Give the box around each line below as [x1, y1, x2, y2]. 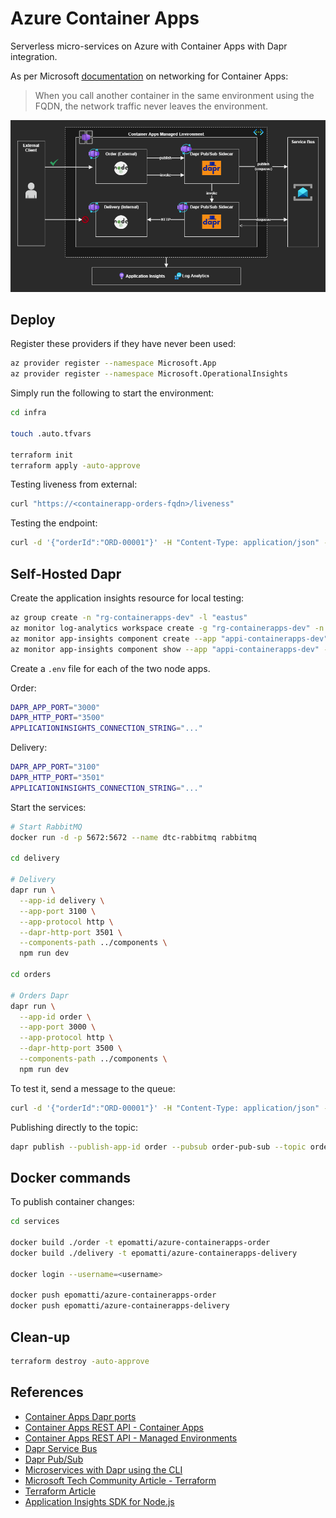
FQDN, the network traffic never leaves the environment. [34, 100, 269, 112]
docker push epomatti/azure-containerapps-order [10, 1290, 217, 1301]
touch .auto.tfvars [10, 428, 92, 439]
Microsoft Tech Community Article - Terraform [24, 1474, 217, 1486]
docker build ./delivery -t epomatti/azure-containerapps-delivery [10, 1248, 298, 1258]
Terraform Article [24, 1485, 97, 1497]
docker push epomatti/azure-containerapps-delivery [10, 1301, 230, 1311]
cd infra [10, 408, 47, 418]
